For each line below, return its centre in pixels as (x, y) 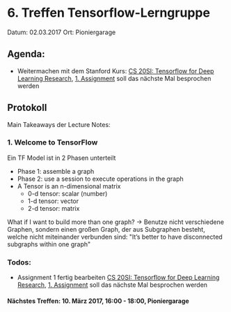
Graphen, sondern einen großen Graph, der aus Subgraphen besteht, (106, 229)
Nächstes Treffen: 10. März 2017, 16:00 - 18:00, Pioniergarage (98, 301)
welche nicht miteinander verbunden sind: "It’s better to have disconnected (115, 237)
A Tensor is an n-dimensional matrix (69, 186)
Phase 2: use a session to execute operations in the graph (101, 179)
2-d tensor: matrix (54, 208)
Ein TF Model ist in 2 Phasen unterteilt (62, 158)
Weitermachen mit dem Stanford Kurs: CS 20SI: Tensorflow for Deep (115, 70)
